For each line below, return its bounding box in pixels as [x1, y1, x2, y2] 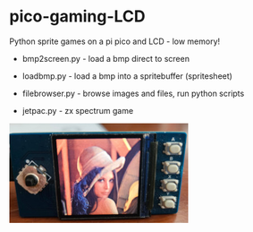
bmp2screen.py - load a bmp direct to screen [21, 53, 190, 64]
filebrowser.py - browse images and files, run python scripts [21, 88, 245, 99]
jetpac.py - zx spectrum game [21, 105, 134, 116]
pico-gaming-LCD [9, 6, 146, 27]
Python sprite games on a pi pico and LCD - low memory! [9, 36, 221, 47]
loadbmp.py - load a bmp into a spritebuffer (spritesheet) [21, 70, 232, 82]
